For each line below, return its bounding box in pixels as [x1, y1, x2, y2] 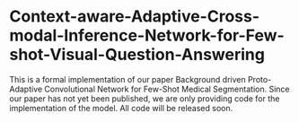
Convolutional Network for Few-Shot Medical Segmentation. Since [44, 83, 290, 94]
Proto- [247, 74, 272, 84]
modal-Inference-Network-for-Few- [9, 25, 285, 46]
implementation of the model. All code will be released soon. [9, 102, 233, 113]
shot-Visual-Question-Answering [9, 45, 265, 65]
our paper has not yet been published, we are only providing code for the [9, 92, 280, 104]
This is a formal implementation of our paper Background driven [9, 74, 246, 84]
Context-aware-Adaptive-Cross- [9, 6, 260, 27]
